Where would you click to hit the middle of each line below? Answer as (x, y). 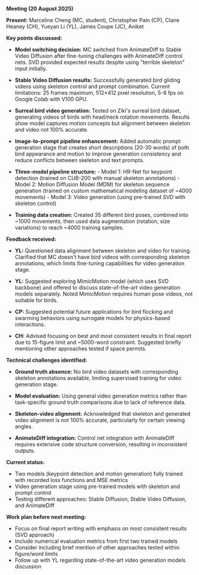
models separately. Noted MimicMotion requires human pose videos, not (104, 294)
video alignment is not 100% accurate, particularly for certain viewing (100, 420)
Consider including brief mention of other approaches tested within (97, 547)
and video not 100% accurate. (51, 130)
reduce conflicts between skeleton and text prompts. (79, 160)
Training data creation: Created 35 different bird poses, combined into (102, 215)
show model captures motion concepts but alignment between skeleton (102, 123)
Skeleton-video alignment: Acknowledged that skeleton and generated (102, 414)
